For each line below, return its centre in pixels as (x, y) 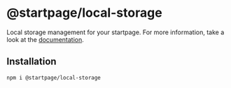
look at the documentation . (45, 39)
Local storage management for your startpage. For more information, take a (115, 32)
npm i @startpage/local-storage (54, 78)
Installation (31, 62)
